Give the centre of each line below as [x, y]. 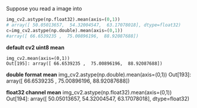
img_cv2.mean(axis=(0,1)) [38, 58]
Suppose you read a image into [44, 9]
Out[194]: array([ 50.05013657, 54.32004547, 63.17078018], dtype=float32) [98, 99]
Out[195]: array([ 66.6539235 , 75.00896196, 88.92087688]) [84, 63]
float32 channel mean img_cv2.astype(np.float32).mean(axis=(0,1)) [89, 92]
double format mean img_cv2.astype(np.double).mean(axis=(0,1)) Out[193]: [98, 74]
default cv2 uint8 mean [35, 47]
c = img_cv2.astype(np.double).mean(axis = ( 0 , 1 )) [64, 30]
